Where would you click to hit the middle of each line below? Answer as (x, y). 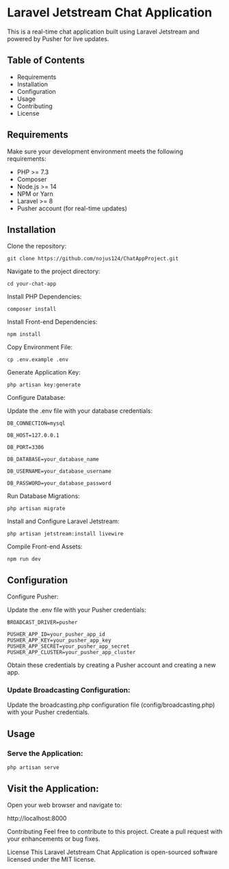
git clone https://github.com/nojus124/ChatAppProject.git (93, 259)
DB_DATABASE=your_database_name (53, 459)
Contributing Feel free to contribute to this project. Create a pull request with (115, 831)
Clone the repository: (37, 246)
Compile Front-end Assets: (45, 546)
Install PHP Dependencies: (44, 297)
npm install (24, 335)
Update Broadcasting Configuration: (69, 690)
